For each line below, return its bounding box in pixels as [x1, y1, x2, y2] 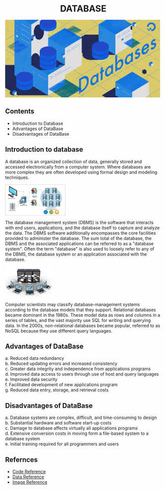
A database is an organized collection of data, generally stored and [5, 159, 142, 164]
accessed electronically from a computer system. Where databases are [5, 163, 151, 169]
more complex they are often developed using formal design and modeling [5, 169, 158, 175]
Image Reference [12, 479, 48, 485]
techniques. [5, 174, 29, 180]
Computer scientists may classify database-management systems [5, 301, 140, 307]
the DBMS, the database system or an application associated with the [5, 251, 147, 257]
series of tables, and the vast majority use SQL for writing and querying [5, 317, 151, 323]
